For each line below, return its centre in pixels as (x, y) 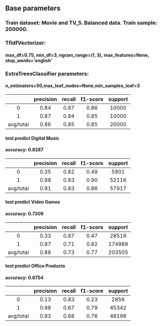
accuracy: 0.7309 (25, 213)
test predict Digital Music (33, 138)
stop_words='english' (29, 60)
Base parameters (33, 8)
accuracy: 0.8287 (24, 150)
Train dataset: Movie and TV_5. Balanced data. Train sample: (81, 23)
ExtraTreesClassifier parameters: (47, 73)
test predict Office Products (35, 266)
